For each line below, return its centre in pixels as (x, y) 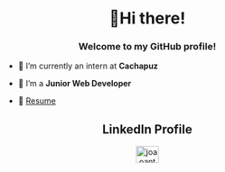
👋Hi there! (147, 18)
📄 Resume (37, 101)
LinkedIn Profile (147, 129)
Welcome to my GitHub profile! (147, 47)
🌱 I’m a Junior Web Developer (75, 84)
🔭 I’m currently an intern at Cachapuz (88, 66)
